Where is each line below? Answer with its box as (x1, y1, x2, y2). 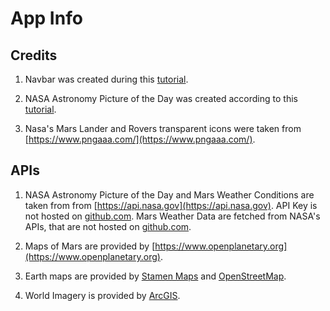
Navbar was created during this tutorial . (24, 73, 189, 85)
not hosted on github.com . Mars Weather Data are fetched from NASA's (24, 210, 321, 222)
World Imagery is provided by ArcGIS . (24, 289, 181, 301)
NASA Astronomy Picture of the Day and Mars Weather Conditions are (24, 188, 315, 201)
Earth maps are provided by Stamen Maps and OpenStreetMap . (24, 270, 287, 282)
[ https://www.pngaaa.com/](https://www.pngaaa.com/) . (24, 133, 256, 145)
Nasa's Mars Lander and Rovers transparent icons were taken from (24, 123, 302, 134)
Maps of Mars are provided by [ (24, 240, 156, 252)
